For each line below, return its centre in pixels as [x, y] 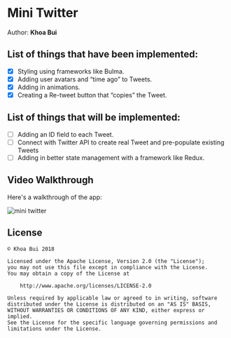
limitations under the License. [54, 329]
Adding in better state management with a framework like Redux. [111, 157]
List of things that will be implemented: [94, 117]
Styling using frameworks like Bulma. [71, 71]
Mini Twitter [43, 13]
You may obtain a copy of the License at [69, 273]
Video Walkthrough [50, 180]
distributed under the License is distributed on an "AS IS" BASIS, [109, 304]
